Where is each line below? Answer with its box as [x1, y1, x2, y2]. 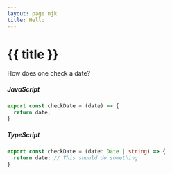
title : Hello [7, 17, 45, 24]
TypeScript [7, 130, 40, 139]
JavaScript [7, 85, 40, 94]
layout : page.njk [7, 10, 58, 17]
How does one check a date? [7, 69, 91, 78]
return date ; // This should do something [13, 154, 138, 162]
